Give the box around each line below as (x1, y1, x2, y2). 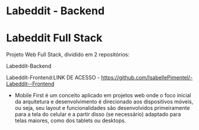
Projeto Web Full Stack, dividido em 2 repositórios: (6, 51, 129, 58)
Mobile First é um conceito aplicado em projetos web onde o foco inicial (14, 92, 191, 99)
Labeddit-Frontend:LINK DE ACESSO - (6, 74, 100, 81)
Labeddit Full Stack (6, 31, 103, 45)
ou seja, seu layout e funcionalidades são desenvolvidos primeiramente (14, 104, 190, 112)
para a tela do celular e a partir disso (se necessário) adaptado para (14, 111, 181, 118)
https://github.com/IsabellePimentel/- (100, 74, 193, 81)
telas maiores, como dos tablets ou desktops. (14, 117, 127, 124)
